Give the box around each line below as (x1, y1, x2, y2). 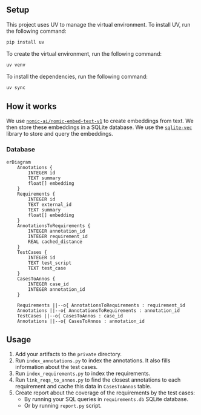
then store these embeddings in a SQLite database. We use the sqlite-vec (6, 124, 193, 131)
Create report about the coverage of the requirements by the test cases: (15, 389, 196, 396)
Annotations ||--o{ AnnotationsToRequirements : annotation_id (17, 307, 180, 314)
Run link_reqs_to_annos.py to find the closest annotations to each (15, 376, 181, 383)
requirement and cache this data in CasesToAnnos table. (15, 383, 152, 390)
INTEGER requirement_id (28, 233, 88, 239)
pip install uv (6, 39, 45, 45)
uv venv (6, 62, 26, 68)
